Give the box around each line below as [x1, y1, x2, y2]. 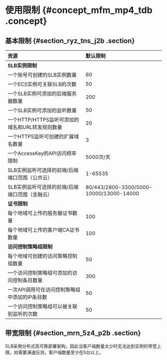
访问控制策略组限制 [7, 243, 53, 250]
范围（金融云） [17, 191, 53, 198]
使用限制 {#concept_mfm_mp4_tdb [5, 4, 153, 16]
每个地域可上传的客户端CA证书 [7, 227, 80, 233]
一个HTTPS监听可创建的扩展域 [7, 133, 80, 140]
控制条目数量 [12, 277, 43, 284]
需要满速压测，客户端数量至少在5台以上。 [18, 349, 104, 355]
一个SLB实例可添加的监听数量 [7, 107, 77, 114]
